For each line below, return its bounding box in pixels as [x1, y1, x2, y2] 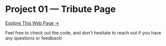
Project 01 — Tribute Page [5, 3, 116, 15]
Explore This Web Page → [5, 20, 60, 26]
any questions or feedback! [5, 35, 62, 41]
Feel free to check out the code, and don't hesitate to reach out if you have [5, 29, 161, 35]
